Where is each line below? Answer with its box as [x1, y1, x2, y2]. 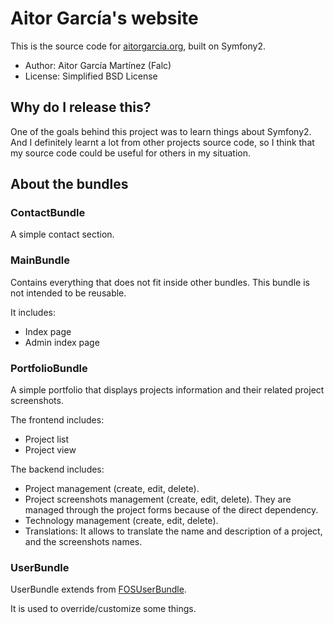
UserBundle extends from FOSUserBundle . [10, 583, 187, 596]
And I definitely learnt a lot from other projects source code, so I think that [10, 136, 315, 148]
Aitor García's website [10, 7, 199, 30]
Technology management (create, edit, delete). [24, 515, 219, 527]
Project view [24, 444, 77, 456]
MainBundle [10, 253, 71, 267]
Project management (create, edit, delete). [24, 483, 200, 495]
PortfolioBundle [10, 361, 88, 375]
